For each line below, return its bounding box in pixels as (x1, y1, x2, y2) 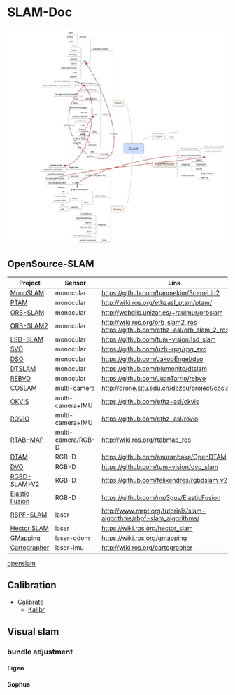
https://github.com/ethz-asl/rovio (101, 414, 199, 423)
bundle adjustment (7, 647, 73, 656)
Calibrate (17, 598, 44, 607)
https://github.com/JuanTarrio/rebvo (101, 375, 206, 383)
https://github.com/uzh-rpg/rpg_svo (101, 345, 207, 353)
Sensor (64, 278, 86, 287)
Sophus (7, 680, 30, 688)
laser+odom (55, 534, 90, 542)
